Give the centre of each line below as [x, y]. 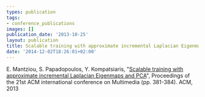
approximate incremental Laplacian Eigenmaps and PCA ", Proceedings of [98, 75]
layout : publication [33, 40]
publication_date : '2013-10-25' [47, 35]
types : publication [31, 12]
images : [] [20, 29]
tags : [13, 18]
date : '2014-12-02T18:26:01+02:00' [52, 52]
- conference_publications [41, 23]
